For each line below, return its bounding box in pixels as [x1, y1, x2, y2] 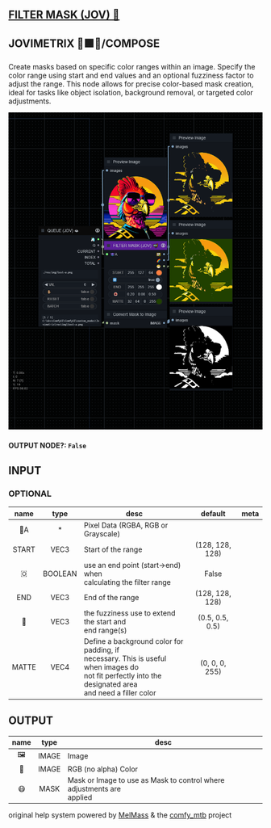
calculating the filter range [83, 577, 171, 586]
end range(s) [83, 625, 127, 635]
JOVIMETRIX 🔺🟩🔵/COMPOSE [8, 36, 160, 50]
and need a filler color [83, 688, 156, 698]
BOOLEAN [43, 569, 77, 578]
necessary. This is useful [83, 654, 167, 663]
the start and [83, 617, 127, 627]
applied [67, 792, 93, 802]
